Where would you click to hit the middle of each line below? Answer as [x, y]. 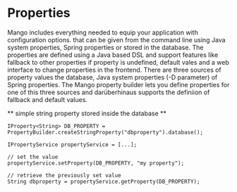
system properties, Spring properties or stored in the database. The [105, 47]
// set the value [33, 157]
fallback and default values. [48, 99]
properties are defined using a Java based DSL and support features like [113, 55]
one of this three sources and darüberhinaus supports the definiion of [109, 92]
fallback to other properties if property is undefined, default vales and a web [118, 62]
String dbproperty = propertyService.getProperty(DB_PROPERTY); [104, 181]
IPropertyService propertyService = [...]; [72, 145]
